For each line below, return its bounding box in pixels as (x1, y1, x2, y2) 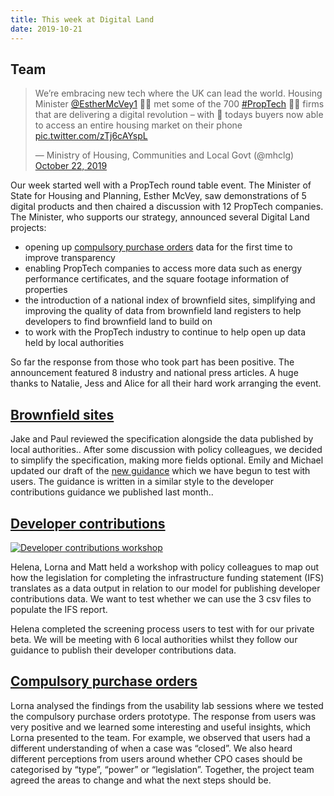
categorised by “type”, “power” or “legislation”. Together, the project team (10, 763, 315, 775)
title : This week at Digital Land (10, 14, 155, 25)
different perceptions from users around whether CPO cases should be (10, 752, 303, 765)
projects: (10, 222, 47, 234)
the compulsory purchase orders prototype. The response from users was (10, 710, 317, 722)
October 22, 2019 (34, 160, 108, 172)
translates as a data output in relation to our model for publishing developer (10, 582, 321, 594)
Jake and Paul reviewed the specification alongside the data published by (10, 433, 314, 445)
